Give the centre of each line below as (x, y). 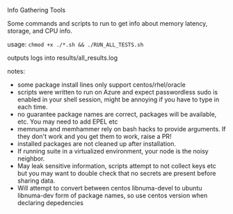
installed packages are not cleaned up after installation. (96, 144)
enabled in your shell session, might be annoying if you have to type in (118, 99)
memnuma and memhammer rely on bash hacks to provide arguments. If (121, 129)
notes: (16, 71)
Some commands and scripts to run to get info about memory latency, (107, 23)
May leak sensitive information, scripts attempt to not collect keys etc (117, 166)
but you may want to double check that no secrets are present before (116, 173)
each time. (32, 107)
